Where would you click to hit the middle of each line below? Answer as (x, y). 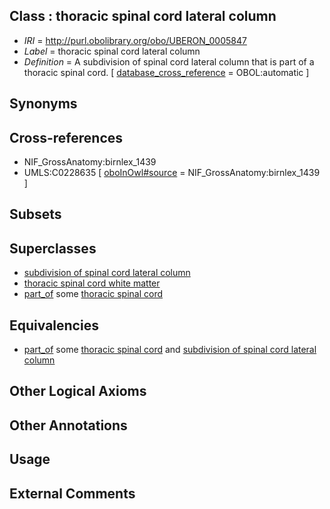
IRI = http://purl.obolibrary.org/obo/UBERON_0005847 (135, 40)
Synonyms (43, 104)
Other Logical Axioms (78, 391)
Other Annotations (68, 425)
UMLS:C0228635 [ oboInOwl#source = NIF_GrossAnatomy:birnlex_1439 (172, 173)
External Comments (72, 493)
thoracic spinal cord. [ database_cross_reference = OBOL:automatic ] (166, 72)
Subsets (35, 214)
